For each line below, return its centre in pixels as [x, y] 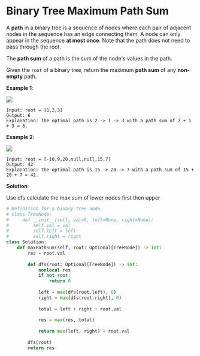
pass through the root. [34, 47]
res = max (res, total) [66, 320]
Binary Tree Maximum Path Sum [88, 11]
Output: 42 [20, 164]
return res [41, 348]
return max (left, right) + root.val [84, 331]
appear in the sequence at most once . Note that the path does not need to [98, 40]
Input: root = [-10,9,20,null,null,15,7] [59, 159]
